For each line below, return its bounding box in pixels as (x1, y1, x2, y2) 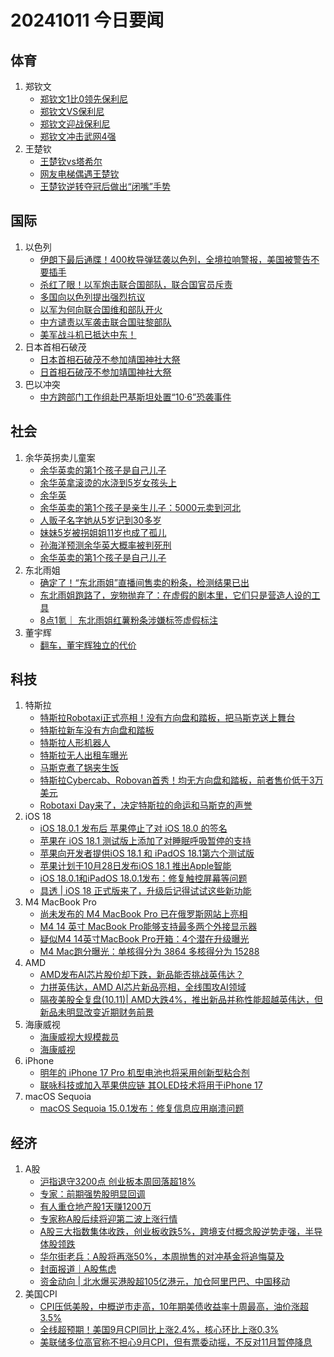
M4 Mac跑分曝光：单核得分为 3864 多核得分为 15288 (39, 946, 260, 958)
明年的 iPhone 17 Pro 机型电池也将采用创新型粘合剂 (39, 1067, 250, 1079)
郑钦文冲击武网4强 (39, 131, 117, 142)
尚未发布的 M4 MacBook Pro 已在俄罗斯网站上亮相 (39, 908, 248, 920)
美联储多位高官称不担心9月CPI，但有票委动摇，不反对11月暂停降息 (39, 1336, 313, 1348)
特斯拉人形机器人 (39, 737, 111, 749)
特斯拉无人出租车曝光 (39, 749, 128, 761)
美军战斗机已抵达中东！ (39, 328, 137, 340)
